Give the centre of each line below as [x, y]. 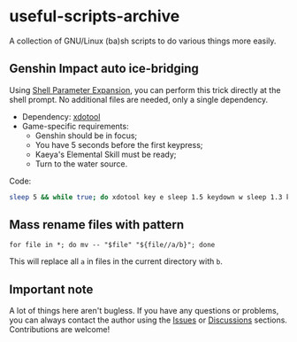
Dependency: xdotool [61, 116]
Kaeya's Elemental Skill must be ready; [106, 154]
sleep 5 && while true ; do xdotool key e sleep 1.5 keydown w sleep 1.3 [146, 197]
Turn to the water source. [81, 163]
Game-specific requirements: [76, 126]
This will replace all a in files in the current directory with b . [116, 261]
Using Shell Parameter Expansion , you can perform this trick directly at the [145, 89]
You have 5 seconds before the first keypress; [119, 144]
